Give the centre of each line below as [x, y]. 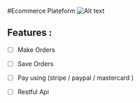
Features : [30, 33]
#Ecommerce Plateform [41, 11]
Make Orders [36, 50]
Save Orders [35, 64]
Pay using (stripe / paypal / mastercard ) [76, 78]
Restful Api [33, 92]
